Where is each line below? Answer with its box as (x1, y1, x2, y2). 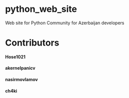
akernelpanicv (5, 65, 36, 71)
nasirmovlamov (5, 76, 38, 82)
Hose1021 (5, 53, 26, 60)
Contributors (5, 37, 60, 49)
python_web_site (5, 3, 77, 15)
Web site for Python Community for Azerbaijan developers (5, 20, 125, 26)
